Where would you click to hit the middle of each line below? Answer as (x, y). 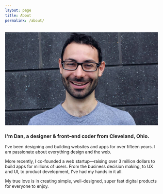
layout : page (18, 10)
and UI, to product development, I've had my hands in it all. (64, 172)
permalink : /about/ (25, 20)
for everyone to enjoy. (27, 186)
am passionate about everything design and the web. (58, 152)
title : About (18, 15)
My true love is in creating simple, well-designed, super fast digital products (81, 181)
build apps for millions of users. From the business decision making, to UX (79, 167)
